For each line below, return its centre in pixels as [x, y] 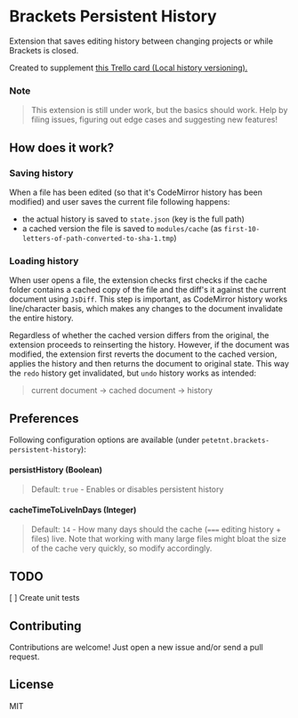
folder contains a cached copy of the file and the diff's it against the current [148, 290]
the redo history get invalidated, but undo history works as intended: [133, 373]
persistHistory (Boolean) [56, 470]
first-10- [242, 229]
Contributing [45, 626]
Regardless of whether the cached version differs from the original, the [139, 335]
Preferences [44, 419]
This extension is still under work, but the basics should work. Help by [159, 110]
